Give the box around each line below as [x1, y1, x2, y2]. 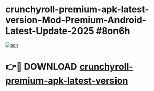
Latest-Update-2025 [5, 25, 95, 37]
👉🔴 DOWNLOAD [5, 61, 78, 72]
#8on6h [96, 25, 130, 37]
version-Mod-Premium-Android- [5, 14, 147, 26]
